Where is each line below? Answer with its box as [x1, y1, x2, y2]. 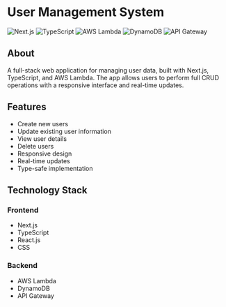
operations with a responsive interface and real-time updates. [7, 81, 184, 89]
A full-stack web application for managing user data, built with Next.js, [7, 66, 209, 74]
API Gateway [17, 291, 54, 300]
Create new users [17, 119, 68, 128]
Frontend [7, 205, 39, 215]
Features [7, 101, 47, 113]
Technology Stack [7, 184, 88, 196]
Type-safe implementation [17, 164, 93, 172]
